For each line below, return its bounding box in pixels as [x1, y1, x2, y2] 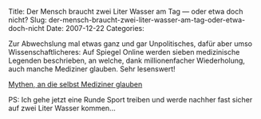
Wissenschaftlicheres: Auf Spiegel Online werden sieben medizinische [8, 48, 240, 56]
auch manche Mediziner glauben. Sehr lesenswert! [8, 64, 176, 74]
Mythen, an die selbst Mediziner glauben [8, 79, 143, 89]
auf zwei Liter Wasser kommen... [8, 103, 116, 113]
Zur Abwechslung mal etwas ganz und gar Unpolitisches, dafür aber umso [8, 39, 253, 48]
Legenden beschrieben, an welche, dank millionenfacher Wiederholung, [8, 56, 246, 65]
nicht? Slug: [8, 15, 47, 25]
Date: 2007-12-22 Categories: [46, 24, 145, 33]
